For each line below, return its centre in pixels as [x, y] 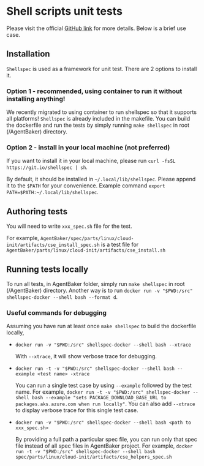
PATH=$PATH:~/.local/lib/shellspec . [53, 192]
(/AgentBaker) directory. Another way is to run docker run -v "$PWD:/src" [100, 290]
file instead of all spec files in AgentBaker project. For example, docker [104, 446]
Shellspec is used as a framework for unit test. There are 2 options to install [102, 69]
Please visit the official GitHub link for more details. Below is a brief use [96, 28]
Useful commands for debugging [57, 312]
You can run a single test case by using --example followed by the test [103, 385]
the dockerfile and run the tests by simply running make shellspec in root [98, 125]
